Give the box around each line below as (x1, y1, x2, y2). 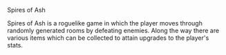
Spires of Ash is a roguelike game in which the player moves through (7, 19, 203, 27)
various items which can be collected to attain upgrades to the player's (7, 34, 209, 42)
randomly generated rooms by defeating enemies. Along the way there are (7, 27, 220, 34)
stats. (7, 41, 23, 49)
